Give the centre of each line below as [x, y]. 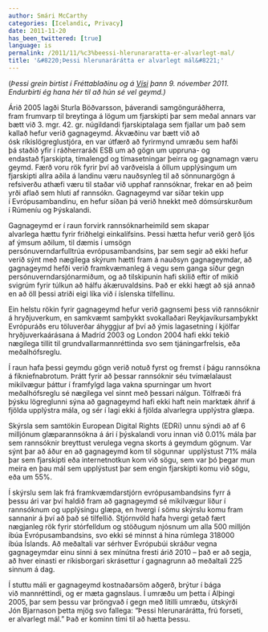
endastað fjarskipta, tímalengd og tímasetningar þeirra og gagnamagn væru [133, 158]
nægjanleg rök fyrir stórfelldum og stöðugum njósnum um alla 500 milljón [130, 526]
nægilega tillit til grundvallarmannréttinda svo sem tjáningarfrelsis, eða [124, 343]
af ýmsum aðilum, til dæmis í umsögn [70, 243]
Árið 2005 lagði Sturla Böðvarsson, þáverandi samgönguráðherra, [117, 107]
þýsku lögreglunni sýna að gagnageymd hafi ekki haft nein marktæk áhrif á [132, 402]
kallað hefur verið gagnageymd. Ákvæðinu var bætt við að [104, 133]
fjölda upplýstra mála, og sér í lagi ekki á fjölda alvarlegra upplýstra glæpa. [132, 410]
